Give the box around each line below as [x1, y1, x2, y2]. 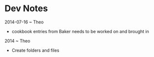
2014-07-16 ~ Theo [4, 19, 44, 25]
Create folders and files [11, 47, 59, 53]
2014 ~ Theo [4, 38, 30, 44]
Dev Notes [4, 3, 48, 14]
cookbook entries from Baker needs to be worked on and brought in [11, 28, 149, 34]
